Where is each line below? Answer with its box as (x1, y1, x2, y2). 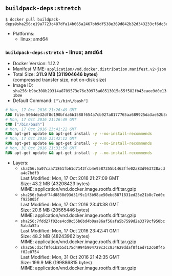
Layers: (12, 160, 29, 166)
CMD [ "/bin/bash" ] (5, 122, 45, 127)
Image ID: (12, 82, 33, 88)
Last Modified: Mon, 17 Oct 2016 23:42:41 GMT (20, 227, 120, 233)
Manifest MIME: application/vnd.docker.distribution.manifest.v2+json (12, 66, 166, 72)
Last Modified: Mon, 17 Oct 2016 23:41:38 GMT (20, 201, 120, 207)
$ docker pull (5, 17, 36, 22)
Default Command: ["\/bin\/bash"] (12, 97, 89, 104)
